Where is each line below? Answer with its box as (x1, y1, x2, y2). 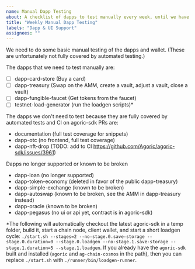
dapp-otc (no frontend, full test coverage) (14, 137, 115, 144)
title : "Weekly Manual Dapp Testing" (6, 19, 98, 25)
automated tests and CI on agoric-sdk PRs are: (6, 119, 119, 126)
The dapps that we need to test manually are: (6, 64, 115, 71)
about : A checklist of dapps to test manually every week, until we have (6, 14, 190, 20)
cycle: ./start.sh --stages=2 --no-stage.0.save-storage (6, 233, 145, 240)
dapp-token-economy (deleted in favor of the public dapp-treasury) (14, 178, 178, 185)
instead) (14, 196, 35, 204)
